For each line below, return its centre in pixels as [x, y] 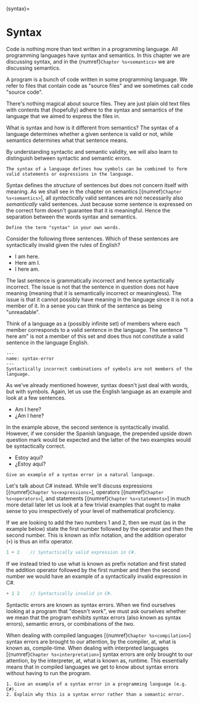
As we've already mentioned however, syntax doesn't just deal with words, [97, 385]
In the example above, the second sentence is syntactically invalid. [88, 427]
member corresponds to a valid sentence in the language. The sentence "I [97, 330]
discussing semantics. [33, 68]
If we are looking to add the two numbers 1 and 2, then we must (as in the [96, 522]
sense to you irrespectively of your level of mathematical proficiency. [91, 511]
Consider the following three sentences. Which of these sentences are [92, 238]
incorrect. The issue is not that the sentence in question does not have [93, 287]
